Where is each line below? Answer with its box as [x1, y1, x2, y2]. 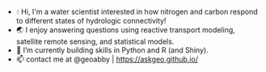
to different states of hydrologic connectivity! [15, 16, 167, 25]
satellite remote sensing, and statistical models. [15, 36, 175, 46]
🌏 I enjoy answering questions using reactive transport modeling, [15, 25, 236, 35]
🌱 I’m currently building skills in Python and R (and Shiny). [15, 45, 209, 55]
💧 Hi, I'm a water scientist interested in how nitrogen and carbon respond [15, 7, 259, 16]
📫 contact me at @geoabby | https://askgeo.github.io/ [15, 54, 199, 64]
